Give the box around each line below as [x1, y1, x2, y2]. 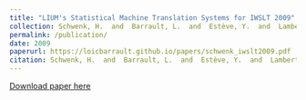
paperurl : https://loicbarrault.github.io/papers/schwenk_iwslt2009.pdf [9, 47, 291, 56]
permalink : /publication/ [9, 30, 107, 39]
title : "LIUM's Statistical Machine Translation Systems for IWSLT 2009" [9, 13, 296, 23]
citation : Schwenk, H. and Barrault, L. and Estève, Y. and [9, 55, 262, 65]
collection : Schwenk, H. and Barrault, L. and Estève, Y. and [9, 22, 271, 31]
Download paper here [9, 81, 91, 91]
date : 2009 [9, 38, 51, 48]
